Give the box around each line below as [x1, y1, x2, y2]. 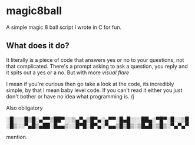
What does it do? [6, 41, 70, 51]
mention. [6, 133, 28, 140]
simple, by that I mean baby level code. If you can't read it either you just [6, 87, 183, 94]
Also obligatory [6, 104, 43, 111]
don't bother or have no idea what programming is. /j [6, 93, 134, 100]
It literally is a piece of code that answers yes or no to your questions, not [6, 56, 184, 63]
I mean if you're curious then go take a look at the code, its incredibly [6, 80, 174, 87]
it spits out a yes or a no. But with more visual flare [6, 69, 130, 76]
